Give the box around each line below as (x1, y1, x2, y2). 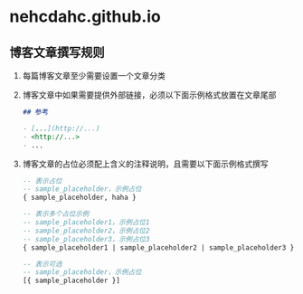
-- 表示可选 (22, 260, 62, 269)
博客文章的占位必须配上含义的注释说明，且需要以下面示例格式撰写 (22, 158, 269, 169)
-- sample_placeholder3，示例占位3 (22, 234, 150, 243)
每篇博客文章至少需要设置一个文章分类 (22, 71, 166, 81)
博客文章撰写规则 (9, 44, 105, 60)
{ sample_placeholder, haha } (22, 193, 137, 203)
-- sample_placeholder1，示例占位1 (22, 218, 150, 227)
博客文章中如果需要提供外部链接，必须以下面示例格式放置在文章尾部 (22, 90, 277, 100)
